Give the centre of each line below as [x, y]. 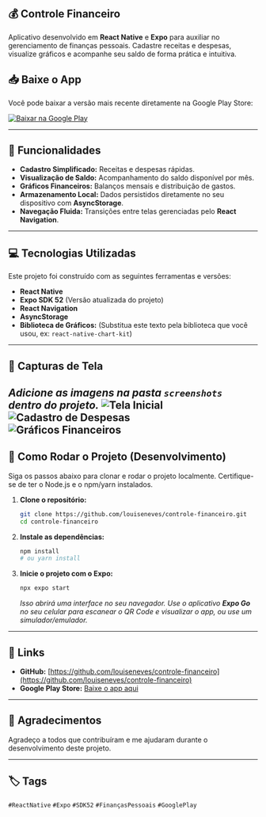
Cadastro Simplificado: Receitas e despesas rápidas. [107, 169]
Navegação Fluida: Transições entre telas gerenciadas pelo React [128, 211]
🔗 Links [27, 652]
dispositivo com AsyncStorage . [72, 203]
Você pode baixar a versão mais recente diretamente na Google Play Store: [131, 103]
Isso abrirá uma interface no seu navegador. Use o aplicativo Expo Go [135, 603]
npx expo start [45, 588]
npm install [39, 551]
